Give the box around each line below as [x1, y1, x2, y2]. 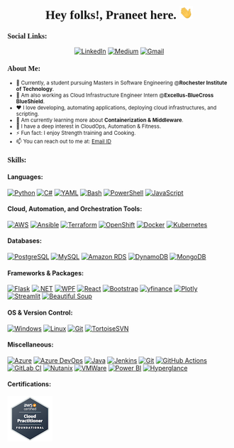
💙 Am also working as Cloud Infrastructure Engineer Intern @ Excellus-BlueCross [16, 92, 214, 99]
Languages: [7, 173, 44, 181]
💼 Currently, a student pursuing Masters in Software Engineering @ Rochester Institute [16, 80, 228, 87]
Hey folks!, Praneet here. [45, 8, 177, 23]
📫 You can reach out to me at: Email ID [16, 138, 112, 146]
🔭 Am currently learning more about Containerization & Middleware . [16, 116, 184, 124]
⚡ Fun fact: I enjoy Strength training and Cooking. [16, 130, 136, 137]
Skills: [7, 155, 27, 165]
